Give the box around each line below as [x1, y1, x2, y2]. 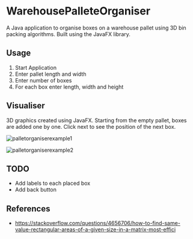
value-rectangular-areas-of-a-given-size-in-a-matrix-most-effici [14, 226, 176, 233]
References [6, 203, 51, 214]
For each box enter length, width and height [14, 83, 124, 90]
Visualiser [6, 101, 45, 111]
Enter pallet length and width [14, 70, 87, 78]
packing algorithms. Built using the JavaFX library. [6, 30, 131, 37]
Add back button [14, 186, 57, 193]
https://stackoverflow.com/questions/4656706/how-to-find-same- [14, 220, 180, 227]
